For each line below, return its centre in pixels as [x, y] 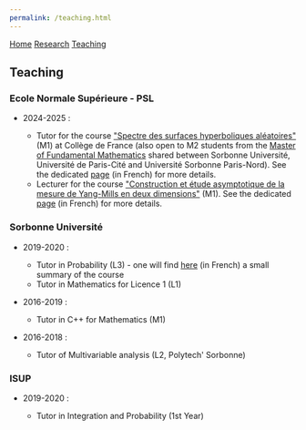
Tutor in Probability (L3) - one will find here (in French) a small [153, 264]
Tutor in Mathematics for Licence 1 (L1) [109, 284]
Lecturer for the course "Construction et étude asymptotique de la [160, 184]
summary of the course [80, 274]
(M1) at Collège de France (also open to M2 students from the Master [166, 146]
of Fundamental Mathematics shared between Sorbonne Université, [163, 155]
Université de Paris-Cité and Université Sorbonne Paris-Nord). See [161, 165]
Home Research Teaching [58, 44]
